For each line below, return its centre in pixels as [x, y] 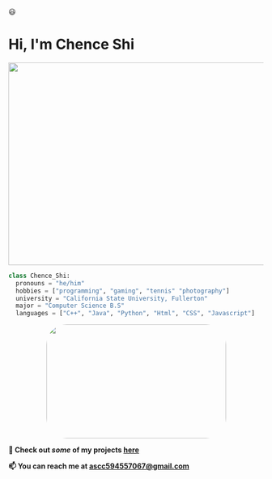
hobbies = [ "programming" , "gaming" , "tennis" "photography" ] [123, 291]
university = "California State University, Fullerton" [112, 298]
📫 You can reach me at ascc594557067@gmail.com [99, 466]
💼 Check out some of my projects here [74, 450]
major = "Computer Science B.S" [70, 306]
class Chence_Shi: [39, 276]
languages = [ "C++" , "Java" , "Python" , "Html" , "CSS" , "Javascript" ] [135, 314]
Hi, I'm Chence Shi [72, 45]
